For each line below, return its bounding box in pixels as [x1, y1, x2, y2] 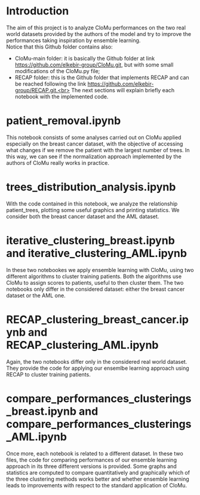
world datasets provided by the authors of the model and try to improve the [6, 30, 192, 37]
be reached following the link [14, 80, 87, 87]
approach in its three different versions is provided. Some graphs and [6, 463, 177, 470]
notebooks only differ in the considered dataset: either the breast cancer [6, 285, 185, 292]
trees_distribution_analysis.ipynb [6, 180, 176, 194]
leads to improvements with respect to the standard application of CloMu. [6, 481, 187, 489]
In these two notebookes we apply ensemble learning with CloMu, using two [6, 266, 194, 273]
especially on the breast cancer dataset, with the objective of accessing [6, 140, 183, 147]
